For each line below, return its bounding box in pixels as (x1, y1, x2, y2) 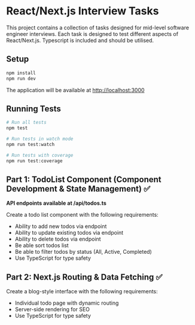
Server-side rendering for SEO (14, 306, 90, 313)
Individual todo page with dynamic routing (14, 299, 119, 306)
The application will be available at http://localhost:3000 (6, 86, 145, 93)
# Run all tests (6, 120, 47, 126)
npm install (6, 70, 36, 76)
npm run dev (6, 75, 36, 81)
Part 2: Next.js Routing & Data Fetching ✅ (6, 272, 163, 282)
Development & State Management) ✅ (6, 184, 151, 194)
